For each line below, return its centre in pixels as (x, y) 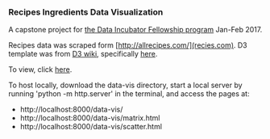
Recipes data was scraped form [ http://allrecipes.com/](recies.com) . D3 (128, 45)
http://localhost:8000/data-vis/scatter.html (91, 127)
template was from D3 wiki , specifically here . (83, 54)
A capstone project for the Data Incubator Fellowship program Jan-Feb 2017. (135, 30)
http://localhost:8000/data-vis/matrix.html (90, 118)
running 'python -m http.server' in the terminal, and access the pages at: (129, 94)
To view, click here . (40, 69)
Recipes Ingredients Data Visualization (86, 12)
